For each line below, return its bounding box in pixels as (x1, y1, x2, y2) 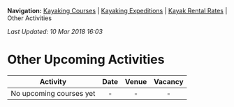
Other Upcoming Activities (7, 52, 165, 67)
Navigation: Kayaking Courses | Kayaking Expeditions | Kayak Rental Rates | (7, 7, 228, 15)
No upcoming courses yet (10, 88, 96, 98)
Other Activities (7, 14, 52, 22)
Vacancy (153, 76, 184, 86)
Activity (39, 76, 67, 86)
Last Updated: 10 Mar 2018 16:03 (7, 28, 103, 35)
